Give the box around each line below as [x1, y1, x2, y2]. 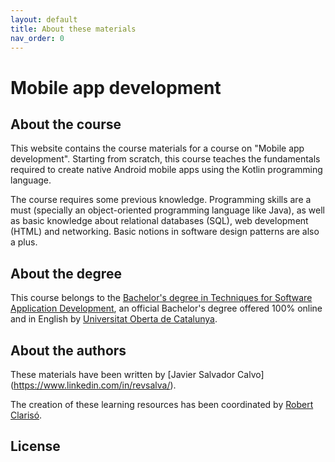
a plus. [10, 236, 38, 248]
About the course [10, 116, 122, 133]
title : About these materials [10, 24, 137, 34]
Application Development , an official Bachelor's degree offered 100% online [10, 302, 323, 315]
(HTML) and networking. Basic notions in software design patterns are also [10, 226, 320, 238]
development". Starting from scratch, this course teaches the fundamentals [10, 153, 321, 165]
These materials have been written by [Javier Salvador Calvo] [10, 369, 265, 380]
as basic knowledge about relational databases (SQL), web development [10, 215, 309, 227]
